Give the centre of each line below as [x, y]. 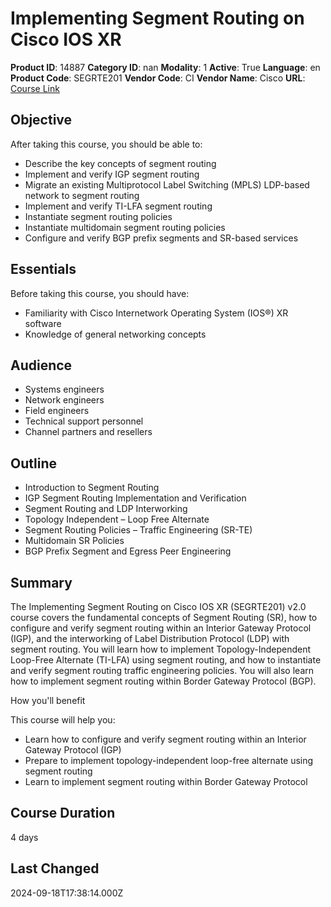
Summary [41, 582]
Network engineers [64, 400]
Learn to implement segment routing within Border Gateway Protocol [166, 781]
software [43, 323]
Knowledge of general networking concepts [115, 334]
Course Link [35, 88]
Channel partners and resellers [88, 432]
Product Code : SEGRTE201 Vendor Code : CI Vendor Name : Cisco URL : [158, 78]
